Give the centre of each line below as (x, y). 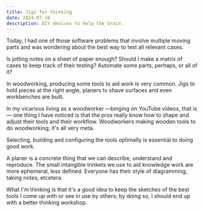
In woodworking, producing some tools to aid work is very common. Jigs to (101, 84)
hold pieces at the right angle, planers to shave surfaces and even (89, 90)
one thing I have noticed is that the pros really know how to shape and (101, 115)
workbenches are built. (35, 97)
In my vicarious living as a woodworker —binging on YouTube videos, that (99, 109)
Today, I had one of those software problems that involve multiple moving (98, 41)
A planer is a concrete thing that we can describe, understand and (89, 158)
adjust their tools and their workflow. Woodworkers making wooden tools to (101, 122)
